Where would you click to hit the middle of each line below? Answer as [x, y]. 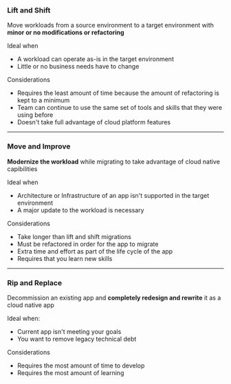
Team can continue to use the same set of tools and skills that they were [119, 108]
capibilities [22, 169]
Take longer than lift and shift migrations [74, 236]
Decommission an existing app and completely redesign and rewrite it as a [114, 297]
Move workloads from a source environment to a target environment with [111, 25]
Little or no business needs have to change [78, 67]
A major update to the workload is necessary [80, 210]
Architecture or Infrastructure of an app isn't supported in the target [113, 195]
